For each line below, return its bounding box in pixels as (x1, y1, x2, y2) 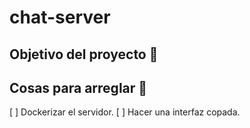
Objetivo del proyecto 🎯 (9, 46, 159, 63)
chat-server (9, 6, 111, 29)
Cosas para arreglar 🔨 (9, 79, 148, 96)
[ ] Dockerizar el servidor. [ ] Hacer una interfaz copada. (9, 106, 241, 118)
